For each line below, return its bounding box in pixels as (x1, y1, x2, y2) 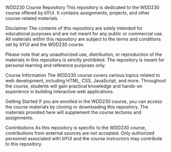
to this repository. (5, 141, 43, 147)
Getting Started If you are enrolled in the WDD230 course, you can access (5, 98, 163, 104)
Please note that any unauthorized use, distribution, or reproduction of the (5, 51, 162, 57)
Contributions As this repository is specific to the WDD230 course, (5, 125, 146, 131)
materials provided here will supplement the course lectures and (5, 110, 142, 115)
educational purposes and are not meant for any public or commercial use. (5, 31, 163, 36)
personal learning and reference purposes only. (5, 62, 106, 68)
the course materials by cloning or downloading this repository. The (5, 104, 148, 110)
